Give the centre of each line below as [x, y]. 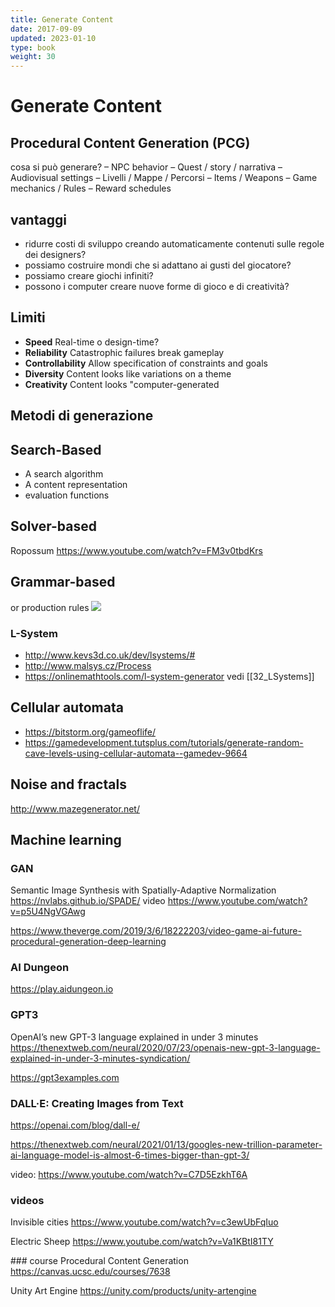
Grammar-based [63, 582]
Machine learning [66, 839]
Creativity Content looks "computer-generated [122, 384]
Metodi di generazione [82, 416]
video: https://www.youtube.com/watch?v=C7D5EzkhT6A [129, 1175]
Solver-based [54, 526]
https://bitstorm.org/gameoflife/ [90, 732]
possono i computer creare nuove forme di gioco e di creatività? [157, 286]
